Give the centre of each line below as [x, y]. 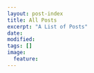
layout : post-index [35, 14]
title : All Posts [32, 20]
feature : [26, 59]
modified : [21, 40]
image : [17, 53]
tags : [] [20, 46]
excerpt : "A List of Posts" [48, 26]
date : [15, 33]
